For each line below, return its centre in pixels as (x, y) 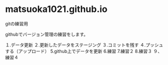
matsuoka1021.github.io (56, 9)
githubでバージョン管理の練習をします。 (47, 34)
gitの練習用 (17, 23)
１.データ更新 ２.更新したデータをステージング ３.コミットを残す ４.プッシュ (84, 45)
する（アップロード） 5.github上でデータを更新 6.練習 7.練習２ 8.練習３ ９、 (84, 51)
